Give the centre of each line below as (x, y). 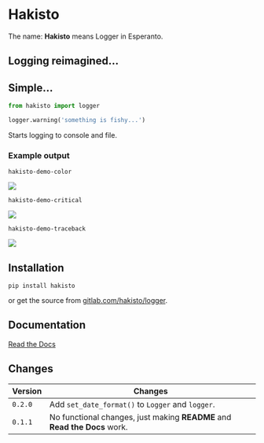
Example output (39, 155)
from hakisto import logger (54, 106)
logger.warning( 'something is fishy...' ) (77, 120)
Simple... (31, 88)
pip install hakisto (42, 286)
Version (27, 391)
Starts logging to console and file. (63, 135)
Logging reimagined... (64, 61)
